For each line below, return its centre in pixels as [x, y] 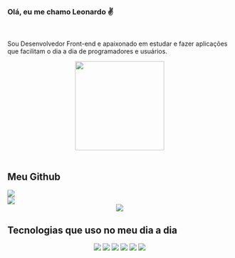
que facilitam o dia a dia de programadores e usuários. [87, 51]
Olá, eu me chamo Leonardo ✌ [61, 11]
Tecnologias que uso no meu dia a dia [93, 230]
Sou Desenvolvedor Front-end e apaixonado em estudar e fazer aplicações [117, 44]
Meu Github [34, 176]
